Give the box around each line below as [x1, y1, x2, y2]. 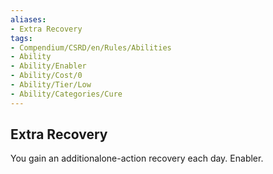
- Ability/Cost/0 [10, 71, 83, 81]
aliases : [10, 14, 47, 25]
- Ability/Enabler [10, 61, 87, 71]
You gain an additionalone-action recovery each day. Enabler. [10, 152, 264, 165]
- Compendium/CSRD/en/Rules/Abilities [10, 42, 172, 53]
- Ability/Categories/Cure [10, 89, 123, 99]
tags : [10, 33, 33, 43]
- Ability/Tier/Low [10, 80, 92, 90]
